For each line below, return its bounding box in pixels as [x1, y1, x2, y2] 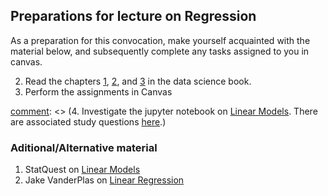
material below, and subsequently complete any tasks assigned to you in [10, 45, 310, 57]
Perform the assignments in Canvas [24, 85, 173, 98]
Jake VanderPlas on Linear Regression [24, 174, 185, 186]
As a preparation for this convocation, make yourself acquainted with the [10, 34, 311, 46]
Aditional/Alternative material [10, 140, 158, 154]
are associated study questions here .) [10, 115, 167, 128]
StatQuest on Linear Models [24, 164, 141, 176]
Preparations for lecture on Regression [10, 8, 257, 25]
